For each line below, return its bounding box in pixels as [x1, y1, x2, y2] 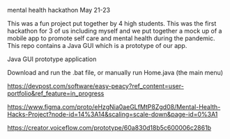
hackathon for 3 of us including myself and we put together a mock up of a [7, 27, 222, 35]
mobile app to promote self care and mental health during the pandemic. [7, 34, 215, 42]
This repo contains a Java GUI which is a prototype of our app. [7, 42, 187, 49]
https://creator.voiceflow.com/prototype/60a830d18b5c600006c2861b [7, 124, 211, 131]
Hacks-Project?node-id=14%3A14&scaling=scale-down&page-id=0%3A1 [7, 111, 218, 118]
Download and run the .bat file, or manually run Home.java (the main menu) [7, 69, 224, 76]
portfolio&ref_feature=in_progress [7, 90, 105, 97]
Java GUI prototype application [7, 55, 97, 63]
